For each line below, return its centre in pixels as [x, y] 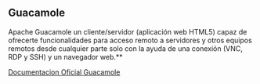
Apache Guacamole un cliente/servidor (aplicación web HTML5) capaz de [128, 31]
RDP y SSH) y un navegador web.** [65, 57]
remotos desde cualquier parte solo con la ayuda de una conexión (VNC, [125, 48]
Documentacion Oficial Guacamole [64, 72]
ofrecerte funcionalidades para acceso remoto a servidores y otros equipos [130, 40]
